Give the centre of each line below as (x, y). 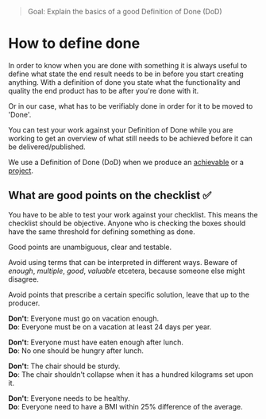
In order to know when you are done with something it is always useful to (128, 65)
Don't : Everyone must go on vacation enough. (84, 318)
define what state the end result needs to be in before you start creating (126, 74)
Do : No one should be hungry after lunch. (76, 350)
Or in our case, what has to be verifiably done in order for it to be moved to (131, 106)
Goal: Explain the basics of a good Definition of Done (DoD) (125, 12)
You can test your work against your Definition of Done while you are (121, 129)
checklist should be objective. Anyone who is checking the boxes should (127, 223)
